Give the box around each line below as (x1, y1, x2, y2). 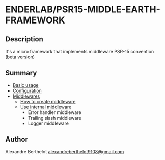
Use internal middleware (20, 104, 72, 110)
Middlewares (12, 93, 40, 99)
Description (5, 35, 43, 43)
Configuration (12, 87, 42, 94)
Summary (5, 68, 37, 77)
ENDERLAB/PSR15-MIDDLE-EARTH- (5, 4, 160, 15)
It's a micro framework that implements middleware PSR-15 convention (5, 49, 154, 54)
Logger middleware (28, 120, 69, 126)
